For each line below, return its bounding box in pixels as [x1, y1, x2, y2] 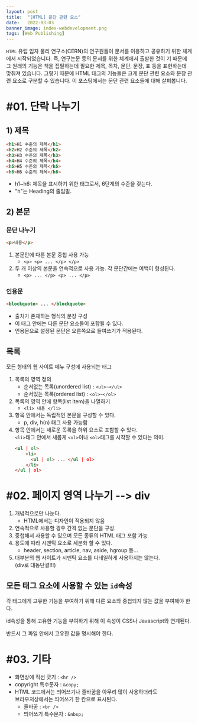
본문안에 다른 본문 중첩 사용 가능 [14, 251, 89, 258]
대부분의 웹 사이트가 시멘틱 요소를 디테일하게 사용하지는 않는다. [14, 554, 161, 562]
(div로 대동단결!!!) [14, 562, 56, 569]
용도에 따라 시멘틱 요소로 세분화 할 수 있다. [14, 539, 113, 547]
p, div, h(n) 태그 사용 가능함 [23, 419, 88, 426]
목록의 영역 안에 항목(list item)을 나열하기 [14, 397, 111, 405]
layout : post [6, 8, 38, 15]
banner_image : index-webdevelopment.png [6, 25, 108, 31]
